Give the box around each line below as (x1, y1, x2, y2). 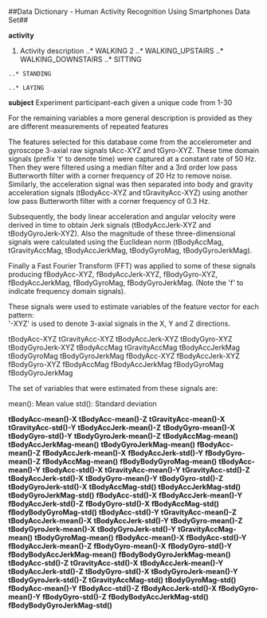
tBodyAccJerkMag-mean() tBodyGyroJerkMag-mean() (8, 440, 195, 449)
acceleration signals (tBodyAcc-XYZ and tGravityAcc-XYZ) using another (8, 188, 249, 198)
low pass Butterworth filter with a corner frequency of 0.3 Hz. (8, 197, 210, 205)
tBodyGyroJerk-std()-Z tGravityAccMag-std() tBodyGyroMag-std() (8, 575, 237, 585)
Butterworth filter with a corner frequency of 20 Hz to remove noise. (8, 171, 233, 180)
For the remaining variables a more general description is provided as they (8, 113, 253, 123)
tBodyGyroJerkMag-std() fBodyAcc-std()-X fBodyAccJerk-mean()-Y (8, 491, 243, 500)
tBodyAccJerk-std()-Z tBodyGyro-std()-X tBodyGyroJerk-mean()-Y (8, 567, 238, 576)
